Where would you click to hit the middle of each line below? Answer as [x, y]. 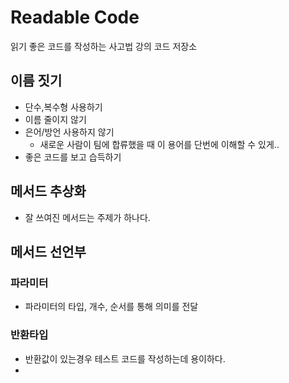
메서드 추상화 [48, 191]
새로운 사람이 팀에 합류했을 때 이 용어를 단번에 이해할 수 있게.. [159, 144]
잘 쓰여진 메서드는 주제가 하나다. [87, 217]
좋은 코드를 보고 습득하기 [73, 157]
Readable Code [75, 17]
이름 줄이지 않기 [55, 119]
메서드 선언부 [48, 251]
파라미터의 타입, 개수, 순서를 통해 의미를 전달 [111, 307]
